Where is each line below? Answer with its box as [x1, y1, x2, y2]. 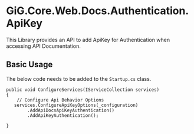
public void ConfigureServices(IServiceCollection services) [6, 87, 160, 93]
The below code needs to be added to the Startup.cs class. [6, 75, 152, 82]
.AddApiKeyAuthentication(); [27, 112, 99, 119]
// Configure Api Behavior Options [17, 97, 104, 103]
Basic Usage [6, 60, 53, 70]
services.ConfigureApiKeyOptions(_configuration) [14, 102, 139, 108]
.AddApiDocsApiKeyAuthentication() [27, 107, 115, 113]
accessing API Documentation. [6, 43, 81, 50]
